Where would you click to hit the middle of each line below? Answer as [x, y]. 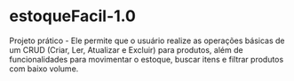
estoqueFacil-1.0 [72, 16]
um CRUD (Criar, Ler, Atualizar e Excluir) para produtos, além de [126, 49]
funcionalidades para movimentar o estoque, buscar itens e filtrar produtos [147, 59]
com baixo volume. [44, 69]
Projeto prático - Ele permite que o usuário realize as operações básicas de [147, 40]
